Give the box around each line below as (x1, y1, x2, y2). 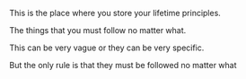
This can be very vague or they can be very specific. (9, 42, 205, 53)
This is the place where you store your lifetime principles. (9, 8, 222, 18)
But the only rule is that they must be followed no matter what (9, 60, 237, 70)
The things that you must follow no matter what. (9, 25, 187, 35)
